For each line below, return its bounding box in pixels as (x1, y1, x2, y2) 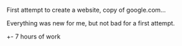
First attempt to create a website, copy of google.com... (6, 6, 167, 14)
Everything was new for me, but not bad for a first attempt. (6, 19, 175, 27)
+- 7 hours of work (6, 32, 61, 41)
